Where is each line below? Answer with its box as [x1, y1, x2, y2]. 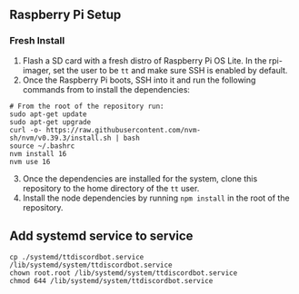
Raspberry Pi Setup [9, 7, 122, 23]
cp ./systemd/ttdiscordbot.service [9, 252, 145, 261]
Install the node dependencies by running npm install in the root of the [22, 192, 290, 203]
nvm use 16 [9, 157, 51, 166]
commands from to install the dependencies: [22, 83, 191, 94]
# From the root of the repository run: [9, 102, 165, 111]
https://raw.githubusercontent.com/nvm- [45, 125, 202, 134]
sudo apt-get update [9, 109, 88, 119]
